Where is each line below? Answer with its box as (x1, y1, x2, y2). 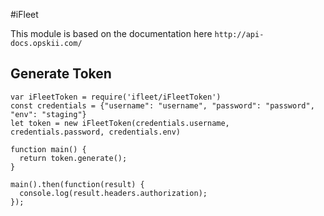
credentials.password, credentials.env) (10, 127, 182, 137)
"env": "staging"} (10, 109, 87, 119)
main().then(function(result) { (10, 179, 145, 189)
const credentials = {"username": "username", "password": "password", (10, 100, 315, 111)
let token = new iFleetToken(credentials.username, (10, 118, 230, 128)
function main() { (10, 144, 87, 154)
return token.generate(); (19, 153, 128, 163)
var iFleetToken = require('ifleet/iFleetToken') (10, 92, 222, 102)
